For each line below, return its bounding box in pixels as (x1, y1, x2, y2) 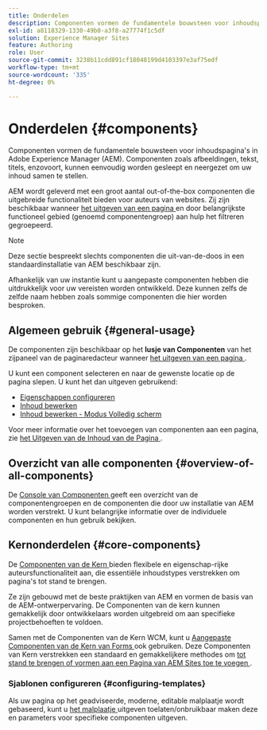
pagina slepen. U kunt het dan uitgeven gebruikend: (8, 377, 178, 387)
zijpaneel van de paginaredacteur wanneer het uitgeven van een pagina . (8, 353, 247, 363)
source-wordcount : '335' (8, 71, 91, 79)
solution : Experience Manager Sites (8, 33, 130, 42)
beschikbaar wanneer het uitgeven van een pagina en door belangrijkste (8, 204, 246, 213)
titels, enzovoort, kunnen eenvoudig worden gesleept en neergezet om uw (8, 162, 252, 172)
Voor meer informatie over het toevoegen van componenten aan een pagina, (8, 425, 259, 435)
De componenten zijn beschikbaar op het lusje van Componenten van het (8, 345, 252, 354)
